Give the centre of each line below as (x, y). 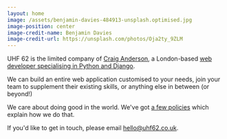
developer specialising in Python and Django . (71, 66)
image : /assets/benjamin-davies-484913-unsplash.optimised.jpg (100, 20)
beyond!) (20, 94)
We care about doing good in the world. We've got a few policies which (108, 107)
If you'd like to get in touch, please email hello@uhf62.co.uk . (93, 128)
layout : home (26, 13)
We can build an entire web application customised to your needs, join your (114, 79)
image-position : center (41, 26)
